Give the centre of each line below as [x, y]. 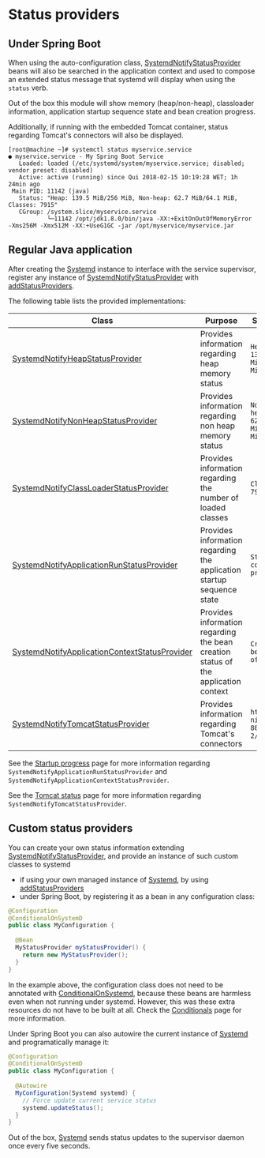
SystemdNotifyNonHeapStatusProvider [85, 420]
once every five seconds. [49, 1146]
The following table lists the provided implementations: [97, 301]
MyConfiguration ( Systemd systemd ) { [75, 1093]
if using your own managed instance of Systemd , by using [114, 879]
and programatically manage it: [59, 1042]
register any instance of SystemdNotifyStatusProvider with [103, 277]
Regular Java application [70, 250]
